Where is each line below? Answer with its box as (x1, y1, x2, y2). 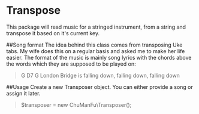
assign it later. (6, 90, 41, 97)
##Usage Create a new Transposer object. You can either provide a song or (6, 83, 193, 90)
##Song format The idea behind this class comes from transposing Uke (6, 41, 183, 48)
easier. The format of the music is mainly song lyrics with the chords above (6, 54, 192, 61)
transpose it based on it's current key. (6, 29, 100, 36)
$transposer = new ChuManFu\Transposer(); (20, 101, 132, 108)
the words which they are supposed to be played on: (6, 60, 136, 67)
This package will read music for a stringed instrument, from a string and (6, 23, 186, 30)
